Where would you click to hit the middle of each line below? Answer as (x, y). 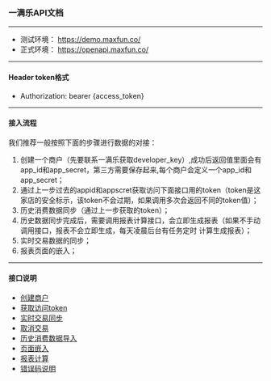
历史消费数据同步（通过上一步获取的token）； (95, 210)
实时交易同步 (41, 318)
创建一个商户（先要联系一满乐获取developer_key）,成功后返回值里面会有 (141, 159)
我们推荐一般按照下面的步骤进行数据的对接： (83, 142)
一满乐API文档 (36, 12)
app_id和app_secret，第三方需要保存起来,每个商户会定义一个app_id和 (136, 169)
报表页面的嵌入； (48, 250)
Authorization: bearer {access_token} (82, 95)
